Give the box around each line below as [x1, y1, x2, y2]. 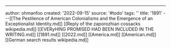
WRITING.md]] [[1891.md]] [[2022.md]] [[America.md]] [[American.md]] [5, 31, 156, 37]
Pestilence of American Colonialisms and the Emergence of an [22, 16, 153, 21]
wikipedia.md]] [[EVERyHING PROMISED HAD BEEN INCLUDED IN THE [5, 26, 154, 32]
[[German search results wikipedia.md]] [5, 37, 89, 43]
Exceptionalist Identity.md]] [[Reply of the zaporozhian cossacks [5, 21, 141, 27]
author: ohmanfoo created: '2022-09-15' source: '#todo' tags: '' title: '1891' [5, 10, 162, 16]
